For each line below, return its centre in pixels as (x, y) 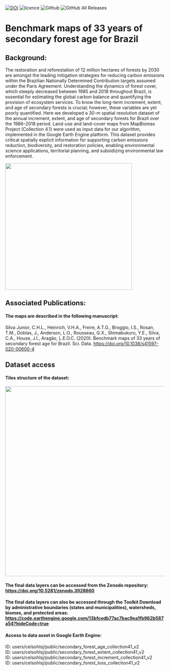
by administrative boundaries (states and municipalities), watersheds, (80, 608)
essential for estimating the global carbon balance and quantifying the (78, 97)
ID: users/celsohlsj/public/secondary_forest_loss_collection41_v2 (73, 663)
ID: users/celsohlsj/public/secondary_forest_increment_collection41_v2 (79, 657)
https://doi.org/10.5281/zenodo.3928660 (50, 590)
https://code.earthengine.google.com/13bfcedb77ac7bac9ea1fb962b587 (84, 618)
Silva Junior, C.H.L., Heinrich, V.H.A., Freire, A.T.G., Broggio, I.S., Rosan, (80, 327)
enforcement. (19, 156)
